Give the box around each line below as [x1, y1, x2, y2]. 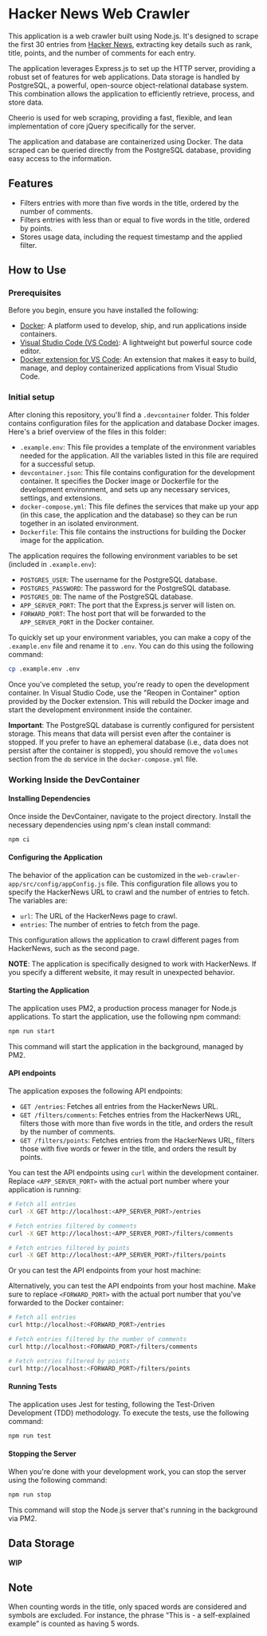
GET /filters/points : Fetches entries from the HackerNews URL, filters [19, 1135, 255, 1145]
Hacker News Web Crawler [8, 5, 190, 23]
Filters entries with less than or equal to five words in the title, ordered [19, 214, 250, 224]
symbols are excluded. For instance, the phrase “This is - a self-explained [8, 1610, 251, 1620]
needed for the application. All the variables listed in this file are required [19, 450, 259, 460]
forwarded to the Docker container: [8, 1298, 124, 1308]
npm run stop [8, 1490, 52, 1499]
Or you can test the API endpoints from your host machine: [8, 1265, 202, 1276]
